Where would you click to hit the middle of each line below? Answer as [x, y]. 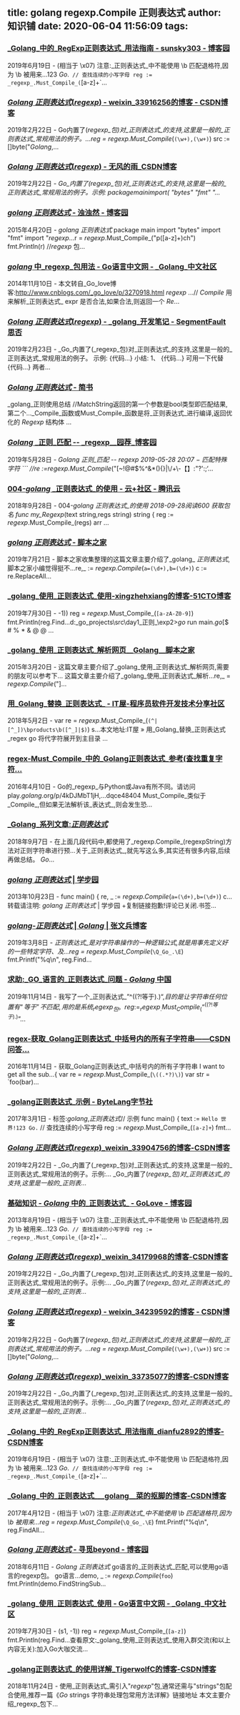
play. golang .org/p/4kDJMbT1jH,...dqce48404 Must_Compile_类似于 [107, 795]
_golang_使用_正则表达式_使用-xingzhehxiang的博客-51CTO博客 [119, 596]
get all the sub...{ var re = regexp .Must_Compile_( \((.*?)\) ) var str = [109, 1074]
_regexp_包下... [36, 1704]
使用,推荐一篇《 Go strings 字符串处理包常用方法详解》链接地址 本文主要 [119, 1695]
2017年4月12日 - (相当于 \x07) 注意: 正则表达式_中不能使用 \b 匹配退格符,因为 [120, 1513]
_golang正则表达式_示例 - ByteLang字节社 [80, 1102]
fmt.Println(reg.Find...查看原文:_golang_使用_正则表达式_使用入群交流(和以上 [119, 1640]
